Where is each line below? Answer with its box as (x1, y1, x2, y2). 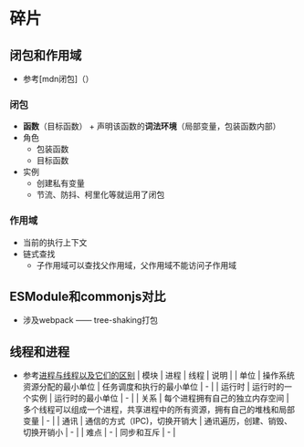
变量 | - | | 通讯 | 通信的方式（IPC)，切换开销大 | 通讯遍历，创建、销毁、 (22, 416, 292, 427)
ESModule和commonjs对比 (9, 288, 166, 304)
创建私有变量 (36, 178, 85, 189)
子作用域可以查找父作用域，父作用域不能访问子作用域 (36, 259, 237, 270)
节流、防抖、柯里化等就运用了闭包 (36, 189, 165, 201)
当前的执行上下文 (22, 236, 88, 247)
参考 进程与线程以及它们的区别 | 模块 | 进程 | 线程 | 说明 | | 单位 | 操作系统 (22, 370, 295, 381)
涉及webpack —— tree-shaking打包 (22, 315, 158, 326)
